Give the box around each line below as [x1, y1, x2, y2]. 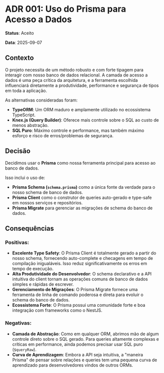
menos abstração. [12, 122, 49, 128]
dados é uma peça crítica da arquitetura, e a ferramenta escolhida [5, 77, 138, 83]
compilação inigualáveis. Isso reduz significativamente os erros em [12, 261, 147, 267]
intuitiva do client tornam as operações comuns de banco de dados [12, 276, 148, 282]
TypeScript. [12, 112, 36, 118]
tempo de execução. [12, 266, 54, 272]
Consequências [5, 224, 54, 232]
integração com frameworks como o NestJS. [12, 307, 102, 313]
